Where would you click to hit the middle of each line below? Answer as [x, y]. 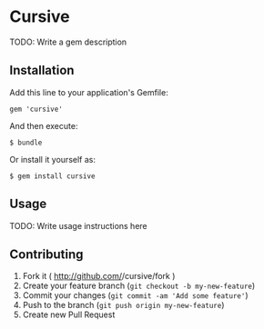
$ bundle [26, 143]
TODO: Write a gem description [68, 42]
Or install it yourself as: [52, 159]
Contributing [46, 254]
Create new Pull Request [69, 314]
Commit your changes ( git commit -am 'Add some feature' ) [135, 295]
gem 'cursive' [36, 109]
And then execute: [44, 125]
